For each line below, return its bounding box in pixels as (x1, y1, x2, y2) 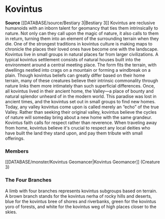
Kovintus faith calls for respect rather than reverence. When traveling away (5, 120, 157, 126)
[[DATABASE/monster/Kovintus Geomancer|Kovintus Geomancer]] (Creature (5, 159, 160, 165)
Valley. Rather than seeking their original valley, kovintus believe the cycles (5, 109, 157, 115)
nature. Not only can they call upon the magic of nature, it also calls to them (5, 30, 159, 36)
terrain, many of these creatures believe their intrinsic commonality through (5, 78, 159, 84)
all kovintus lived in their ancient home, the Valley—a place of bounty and (5, 88, 154, 94)
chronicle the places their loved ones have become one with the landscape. (5, 46, 159, 52)
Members (5, 147, 29, 154)
